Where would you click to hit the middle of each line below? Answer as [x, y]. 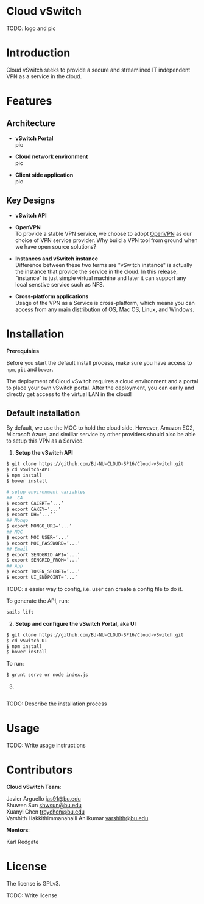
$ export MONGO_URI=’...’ [39, 526]
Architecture [31, 123]
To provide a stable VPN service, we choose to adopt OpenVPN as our [103, 233]
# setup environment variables [46, 492]
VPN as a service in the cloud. [44, 76]
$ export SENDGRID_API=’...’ [43, 554]
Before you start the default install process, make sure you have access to [99, 362]
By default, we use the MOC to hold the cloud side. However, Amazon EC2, [100, 428]
